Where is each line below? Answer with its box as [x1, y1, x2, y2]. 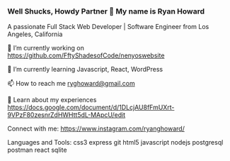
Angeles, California [7, 30, 63, 38]
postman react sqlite [7, 145, 67, 155]
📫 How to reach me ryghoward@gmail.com [7, 79, 136, 88]
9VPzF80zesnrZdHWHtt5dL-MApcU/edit [7, 111, 126, 119]
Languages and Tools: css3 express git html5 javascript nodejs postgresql [7, 138, 224, 147]
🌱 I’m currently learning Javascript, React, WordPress [7, 65, 163, 74]
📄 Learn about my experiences [7, 96, 97, 104]
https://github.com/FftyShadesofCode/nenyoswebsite [7, 51, 165, 60]
